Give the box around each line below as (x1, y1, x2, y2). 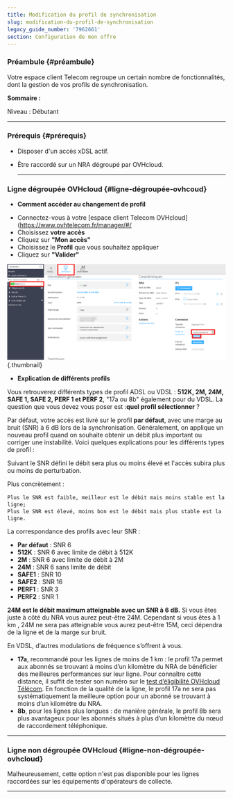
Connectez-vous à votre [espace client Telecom (17, 213, 155, 222)
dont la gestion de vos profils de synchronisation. (7, 80, 148, 88)
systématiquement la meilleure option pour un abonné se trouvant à (17, 692, 211, 700)
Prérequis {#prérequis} (7, 131, 87, 140)
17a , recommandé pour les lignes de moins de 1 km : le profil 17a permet (17, 654, 223, 663)
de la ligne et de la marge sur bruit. (7, 628, 107, 636)
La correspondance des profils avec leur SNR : (7, 527, 141, 535)
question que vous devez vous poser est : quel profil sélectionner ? (7, 402, 200, 410)
